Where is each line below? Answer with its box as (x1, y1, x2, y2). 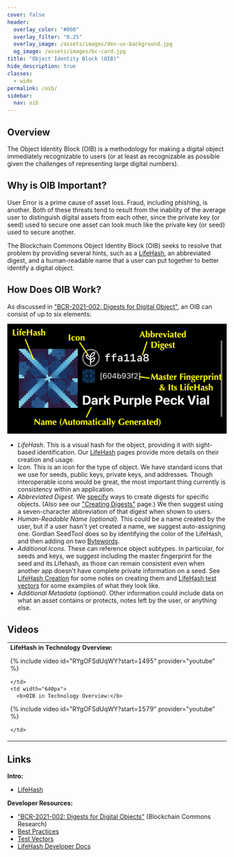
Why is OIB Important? (7, 180, 107, 192)
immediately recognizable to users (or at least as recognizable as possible (7, 152, 220, 160)
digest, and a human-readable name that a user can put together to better (7, 256, 219, 264)
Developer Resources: (7, 799, 73, 807)
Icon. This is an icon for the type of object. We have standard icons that (17, 462, 223, 471)
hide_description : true (7, 63, 77, 70)
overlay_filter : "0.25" (13, 33, 82, 40)
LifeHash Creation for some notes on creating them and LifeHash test (17, 574, 217, 582)
